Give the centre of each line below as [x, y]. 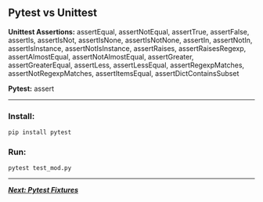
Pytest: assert [31, 88]
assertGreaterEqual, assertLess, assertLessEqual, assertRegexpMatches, [126, 65]
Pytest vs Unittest [53, 13]
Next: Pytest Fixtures [43, 190]
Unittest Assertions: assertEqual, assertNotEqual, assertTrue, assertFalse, [129, 31]
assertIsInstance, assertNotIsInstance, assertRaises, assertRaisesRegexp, [127, 48]
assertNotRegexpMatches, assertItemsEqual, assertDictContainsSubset [124, 73]
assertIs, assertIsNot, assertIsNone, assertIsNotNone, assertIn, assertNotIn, [130, 40]
